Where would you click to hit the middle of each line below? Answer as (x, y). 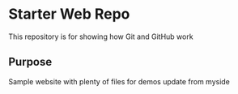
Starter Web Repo (69, 14)
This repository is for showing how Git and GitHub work (101, 36)
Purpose (30, 62)
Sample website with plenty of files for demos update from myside (119, 81)
